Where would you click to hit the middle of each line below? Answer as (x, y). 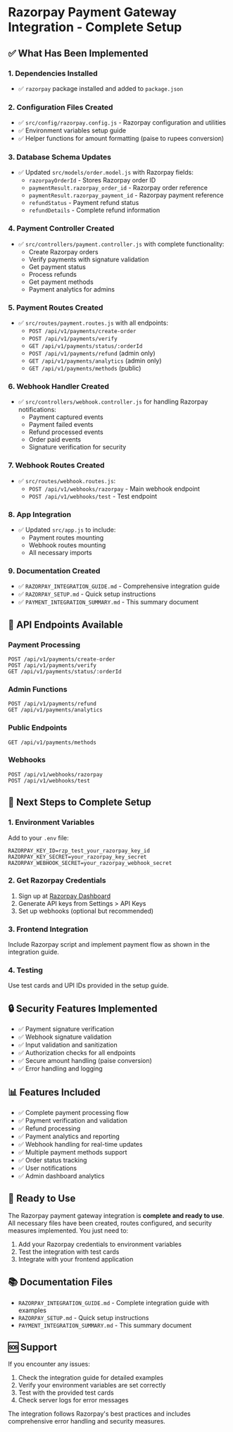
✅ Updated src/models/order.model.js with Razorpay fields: (106, 173)
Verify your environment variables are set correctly (92, 1386)
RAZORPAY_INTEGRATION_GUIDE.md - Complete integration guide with (114, 1302)
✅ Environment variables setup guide (72, 130)
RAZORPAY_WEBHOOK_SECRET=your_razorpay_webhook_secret (90, 863)
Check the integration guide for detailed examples (91, 1378)
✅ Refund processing (49, 1128)
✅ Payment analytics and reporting (69, 1137)
